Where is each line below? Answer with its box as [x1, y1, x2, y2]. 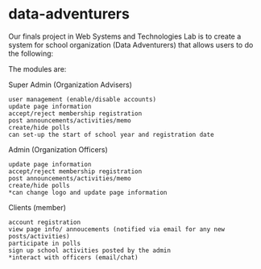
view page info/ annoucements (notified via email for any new [8, 225, 226, 234]
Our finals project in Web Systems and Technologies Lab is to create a [8, 31, 242, 41]
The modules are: [8, 64, 67, 73]
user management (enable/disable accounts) [8, 95, 157, 103]
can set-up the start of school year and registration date [8, 130, 215, 139]
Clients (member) [8, 202, 67, 212]
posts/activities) [8, 232, 70, 240]
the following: [8, 48, 54, 58]
